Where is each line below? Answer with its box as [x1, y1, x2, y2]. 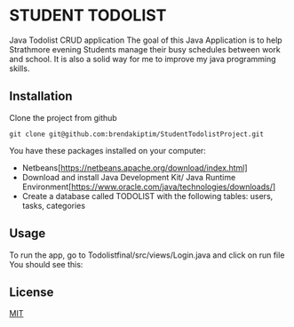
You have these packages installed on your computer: [9, 145, 206, 156]
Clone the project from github [9, 112, 117, 123]
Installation [9, 89, 73, 104]
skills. [9, 63, 30, 74]
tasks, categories [21, 200, 86, 211]
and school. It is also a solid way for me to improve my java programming [9, 53, 277, 64]
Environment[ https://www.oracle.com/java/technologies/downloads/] [21, 181, 276, 192]
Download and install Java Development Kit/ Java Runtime [21, 171, 236, 182]
